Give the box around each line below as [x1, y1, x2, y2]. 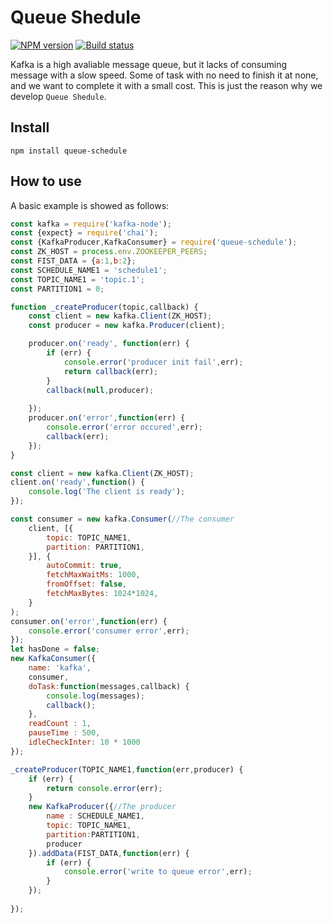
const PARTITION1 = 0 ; [10, 284, 105, 294]
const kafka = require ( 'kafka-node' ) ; [10, 219, 172, 229]
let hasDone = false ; [10, 644, 101, 655]
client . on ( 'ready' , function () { [10, 477, 145, 488]
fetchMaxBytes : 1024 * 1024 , [46, 589, 159, 599]
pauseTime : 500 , [28, 728, 101, 738]
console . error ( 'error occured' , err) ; [46, 422, 203, 433]
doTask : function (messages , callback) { [28, 681, 190, 691]
